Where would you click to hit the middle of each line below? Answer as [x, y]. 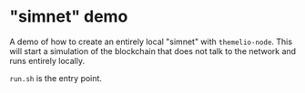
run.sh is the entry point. [56, 78]
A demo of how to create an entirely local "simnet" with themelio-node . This [151, 42]
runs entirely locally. [47, 60]
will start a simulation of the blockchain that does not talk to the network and [153, 51]
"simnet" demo [69, 17]
